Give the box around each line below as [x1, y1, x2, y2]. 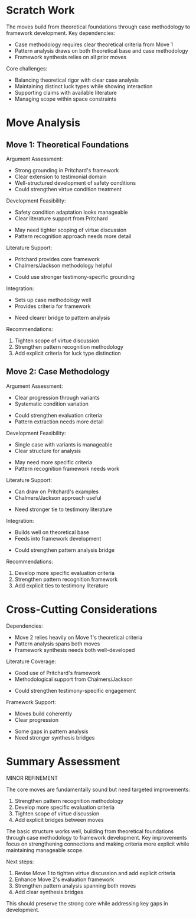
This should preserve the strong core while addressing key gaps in [6, 899, 168, 907]
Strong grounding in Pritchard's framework [14, 166, 119, 173]
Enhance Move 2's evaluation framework [14, 876, 115, 883]
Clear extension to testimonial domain [14, 173, 107, 180]
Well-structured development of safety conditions [14, 179, 136, 187]
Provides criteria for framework [14, 303, 91, 310]
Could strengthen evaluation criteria [14, 412, 102, 419]
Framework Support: [6, 698, 56, 705]
